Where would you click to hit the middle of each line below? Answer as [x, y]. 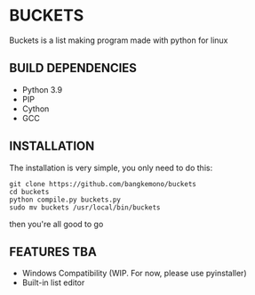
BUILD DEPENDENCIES [73, 68]
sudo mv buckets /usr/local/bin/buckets [85, 207]
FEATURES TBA [53, 252]
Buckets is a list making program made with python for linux [119, 40]
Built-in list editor [53, 283]
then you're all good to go [56, 224]
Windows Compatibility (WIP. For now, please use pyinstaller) [134, 274]
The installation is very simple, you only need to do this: [111, 168]
